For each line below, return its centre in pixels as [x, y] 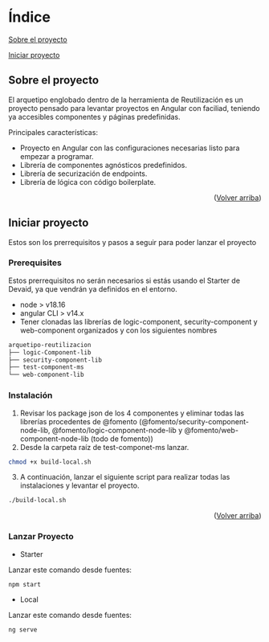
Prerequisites [35, 263]
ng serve [23, 630]
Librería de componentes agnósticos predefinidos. [103, 165]
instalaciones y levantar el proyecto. [79, 485]
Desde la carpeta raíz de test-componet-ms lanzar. [104, 447]
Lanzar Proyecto [41, 537]
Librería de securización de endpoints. [84, 174]
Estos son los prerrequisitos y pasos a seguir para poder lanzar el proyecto [132, 242]
